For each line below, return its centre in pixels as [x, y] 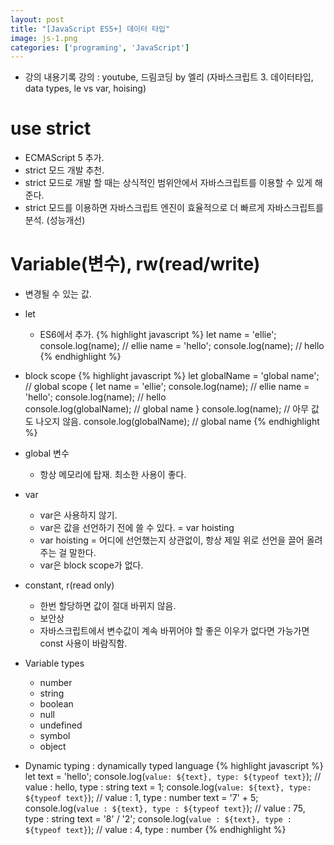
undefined [61, 725]
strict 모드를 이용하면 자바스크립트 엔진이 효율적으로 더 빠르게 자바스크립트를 [174, 208]
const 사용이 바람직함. [83, 643]
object [53, 747]
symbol [55, 736]
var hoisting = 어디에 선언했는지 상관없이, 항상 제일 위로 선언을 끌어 [172, 540]
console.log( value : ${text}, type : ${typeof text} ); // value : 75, [165, 808]
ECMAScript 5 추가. [64, 158]
